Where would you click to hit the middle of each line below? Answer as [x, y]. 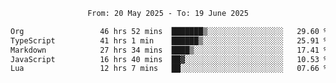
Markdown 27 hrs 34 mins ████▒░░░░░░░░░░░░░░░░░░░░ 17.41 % [169, 50]
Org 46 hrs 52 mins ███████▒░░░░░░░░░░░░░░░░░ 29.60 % [169, 31]
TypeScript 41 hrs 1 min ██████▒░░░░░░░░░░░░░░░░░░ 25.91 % [169, 40]
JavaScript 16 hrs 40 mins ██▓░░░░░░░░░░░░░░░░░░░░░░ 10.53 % [169, 59]
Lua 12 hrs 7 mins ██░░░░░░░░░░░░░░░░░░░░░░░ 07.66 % [169, 69]
